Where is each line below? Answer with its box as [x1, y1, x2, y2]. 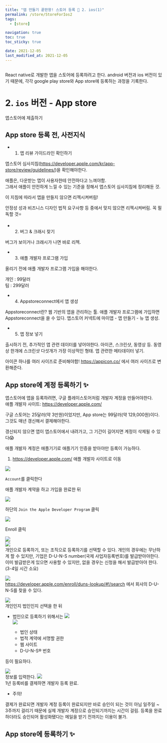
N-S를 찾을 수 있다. [5, 588, 43, 594]
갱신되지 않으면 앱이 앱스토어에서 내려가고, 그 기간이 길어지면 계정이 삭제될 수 [5, 429, 156, 435]
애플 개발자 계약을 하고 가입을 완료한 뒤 [5, 486, 81, 492]
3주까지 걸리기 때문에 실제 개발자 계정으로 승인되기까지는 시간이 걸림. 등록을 [5, 708, 153, 714]
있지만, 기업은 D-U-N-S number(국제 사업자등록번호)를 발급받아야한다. [20, 553, 160, 559]
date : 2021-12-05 [5, 48, 41, 53]
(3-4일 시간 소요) [5, 566, 39, 572]
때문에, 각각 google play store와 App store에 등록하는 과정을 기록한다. [10, 78, 149, 84]
